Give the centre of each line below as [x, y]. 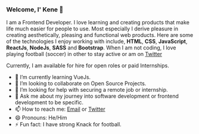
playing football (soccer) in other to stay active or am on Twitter [84, 54]
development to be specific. [49, 102]
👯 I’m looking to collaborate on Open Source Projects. [80, 83]
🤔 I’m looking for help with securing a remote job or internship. [91, 90]
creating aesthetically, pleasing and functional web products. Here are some [100, 35]
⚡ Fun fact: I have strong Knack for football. [68, 124]
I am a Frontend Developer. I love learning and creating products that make [98, 23]
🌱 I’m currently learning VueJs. [53, 77]
